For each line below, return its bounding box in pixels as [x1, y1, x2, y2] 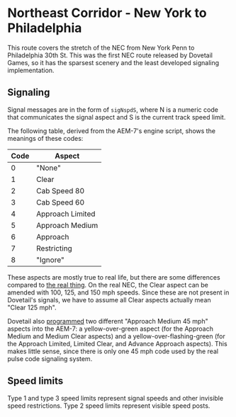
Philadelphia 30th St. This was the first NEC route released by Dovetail [7, 51, 213, 59]
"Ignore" [36, 255, 65, 265]
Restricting [36, 243, 72, 253]
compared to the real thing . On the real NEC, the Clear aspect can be [7, 280, 209, 289]
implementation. [7, 66, 55, 74]
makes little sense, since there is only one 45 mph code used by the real [7, 347, 218, 355]
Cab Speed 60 [36, 197, 85, 207]
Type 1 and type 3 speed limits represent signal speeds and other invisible [7, 394, 224, 402]
